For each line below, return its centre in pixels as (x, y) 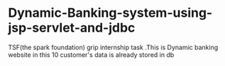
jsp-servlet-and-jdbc (72, 28)
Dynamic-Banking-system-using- (110, 13)
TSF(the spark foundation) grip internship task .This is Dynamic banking (113, 47)
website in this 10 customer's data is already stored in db (91, 55)
